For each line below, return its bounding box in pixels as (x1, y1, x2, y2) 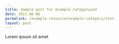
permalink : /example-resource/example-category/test (5, 16, 115, 21)
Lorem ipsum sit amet (5, 34, 49, 40)
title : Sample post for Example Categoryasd (5, 7, 97, 12)
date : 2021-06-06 (5, 12, 40, 16)
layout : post (5, 20, 32, 26)
